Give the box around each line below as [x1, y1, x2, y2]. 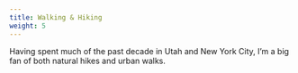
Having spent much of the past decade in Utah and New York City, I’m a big [9, 45, 290, 56]
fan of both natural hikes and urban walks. [9, 55, 167, 66]
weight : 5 [9, 21, 47, 30]
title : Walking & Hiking [9, 12, 103, 22]
